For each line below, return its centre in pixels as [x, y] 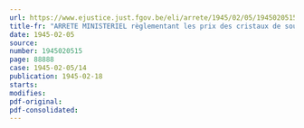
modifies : [28, 93]
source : [24, 43]
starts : [24, 85]
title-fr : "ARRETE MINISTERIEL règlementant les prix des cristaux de [145, 26]
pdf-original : [36, 101]
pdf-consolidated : [44, 110]
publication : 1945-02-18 [56, 77]
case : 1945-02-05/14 [48, 69]
